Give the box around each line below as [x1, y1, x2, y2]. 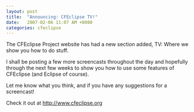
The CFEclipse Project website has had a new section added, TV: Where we [6, 41, 189, 48]
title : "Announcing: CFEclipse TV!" [6, 14, 98, 20]
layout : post [6, 8, 38, 15]
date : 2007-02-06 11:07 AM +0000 [6, 19, 93, 25]
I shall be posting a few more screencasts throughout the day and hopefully [6, 58, 188, 65]
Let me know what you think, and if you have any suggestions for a [6, 82, 168, 89]
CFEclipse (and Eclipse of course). [6, 71, 89, 78]
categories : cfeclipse [6, 24, 61, 31]
